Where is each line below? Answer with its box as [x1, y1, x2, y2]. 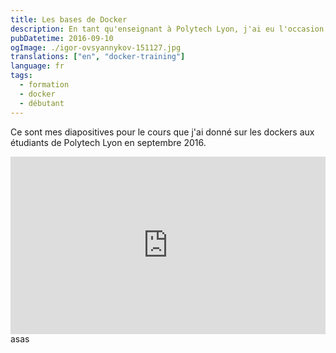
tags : [10, 71, 33, 81]
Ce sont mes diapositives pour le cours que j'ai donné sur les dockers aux [10, 126, 315, 138]
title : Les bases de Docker [10, 14, 128, 25]
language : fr [10, 61, 65, 71]
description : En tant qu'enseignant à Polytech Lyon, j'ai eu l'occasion [10, 24, 325, 34]
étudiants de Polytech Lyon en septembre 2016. [10, 136, 207, 148]
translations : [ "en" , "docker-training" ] [10, 52, 186, 62]
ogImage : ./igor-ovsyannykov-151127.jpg [10, 42, 182, 53]
